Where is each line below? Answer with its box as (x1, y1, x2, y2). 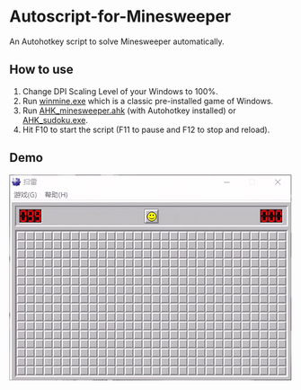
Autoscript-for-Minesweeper (9, 6, 232, 27)
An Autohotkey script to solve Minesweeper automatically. (9, 36, 225, 47)
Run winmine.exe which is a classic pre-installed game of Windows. (22, 95, 274, 106)
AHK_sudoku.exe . (22, 114, 88, 125)
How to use (9, 62, 74, 77)
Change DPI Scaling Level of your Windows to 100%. (22, 85, 218, 96)
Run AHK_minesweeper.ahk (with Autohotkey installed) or (22, 105, 236, 116)
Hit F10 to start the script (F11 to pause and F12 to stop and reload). (22, 124, 270, 135)
